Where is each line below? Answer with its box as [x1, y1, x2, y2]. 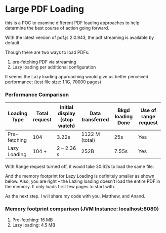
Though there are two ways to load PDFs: [5, 49, 90, 55]
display [57, 110, 76, 117]
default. [5, 39, 21, 45]
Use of [140, 107, 157, 114]
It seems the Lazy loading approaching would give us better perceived [5, 73, 149, 79]
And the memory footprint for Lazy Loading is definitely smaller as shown [5, 173, 155, 179]
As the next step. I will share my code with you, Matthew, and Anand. [5, 193, 146, 199]
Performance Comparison [5, 91, 69, 98]
